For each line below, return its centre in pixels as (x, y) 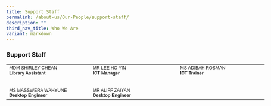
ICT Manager (106, 73)
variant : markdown (29, 34)
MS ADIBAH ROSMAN (203, 68)
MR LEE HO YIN (109, 68)
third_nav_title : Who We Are (42, 28)
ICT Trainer (192, 73)
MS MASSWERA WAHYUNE (38, 91)
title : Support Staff (33, 12)
